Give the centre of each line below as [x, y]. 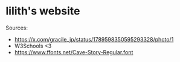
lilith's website [43, 11]
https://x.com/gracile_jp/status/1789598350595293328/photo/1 [94, 39]
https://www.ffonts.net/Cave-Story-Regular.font [74, 52]
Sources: [17, 28]
